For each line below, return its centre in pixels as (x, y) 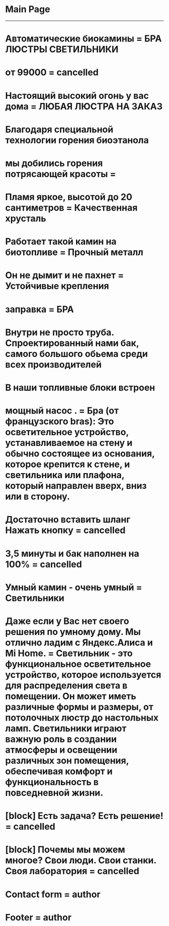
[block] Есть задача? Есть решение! (84, 816)
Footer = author (38, 917)
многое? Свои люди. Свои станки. (81, 861)
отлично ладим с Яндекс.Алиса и (79, 642)
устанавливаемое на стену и (69, 443)
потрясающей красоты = (61, 174)
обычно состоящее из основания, (80, 454)
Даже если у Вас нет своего (67, 621)
